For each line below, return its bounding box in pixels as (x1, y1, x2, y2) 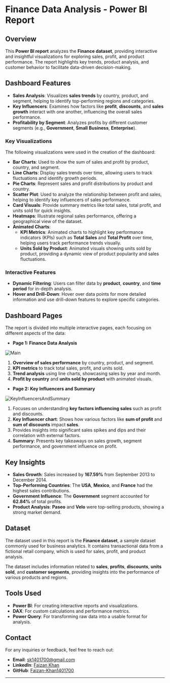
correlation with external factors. (12, 432, 81, 439)
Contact (5, 634, 31, 642)
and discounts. (12, 411, 44, 417)
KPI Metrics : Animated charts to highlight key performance (20, 229, 144, 235)
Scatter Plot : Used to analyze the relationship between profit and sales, (12, 192, 162, 198)
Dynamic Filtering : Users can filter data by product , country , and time (12, 281, 161, 287)
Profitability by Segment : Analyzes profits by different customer (12, 119, 148, 126)
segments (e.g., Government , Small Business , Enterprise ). (12, 125, 137, 131)
